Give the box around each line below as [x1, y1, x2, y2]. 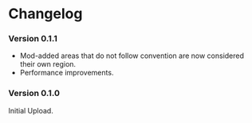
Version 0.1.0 [8, 88, 60, 99]
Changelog [8, 5, 83, 23]
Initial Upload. [8, 106, 53, 115]
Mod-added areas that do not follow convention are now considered [19, 51, 245, 60]
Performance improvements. [19, 68, 114, 78]
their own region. [19, 60, 77, 69]
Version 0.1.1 [8, 33, 57, 44]
